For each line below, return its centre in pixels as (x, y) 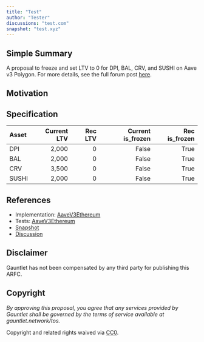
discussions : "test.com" (38, 23)
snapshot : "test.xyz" (34, 29)
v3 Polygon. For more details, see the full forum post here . (79, 75)
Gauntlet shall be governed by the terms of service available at (85, 314)
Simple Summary (39, 53)
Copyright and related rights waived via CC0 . (63, 332)
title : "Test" (24, 12)
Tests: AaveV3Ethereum (45, 221)
